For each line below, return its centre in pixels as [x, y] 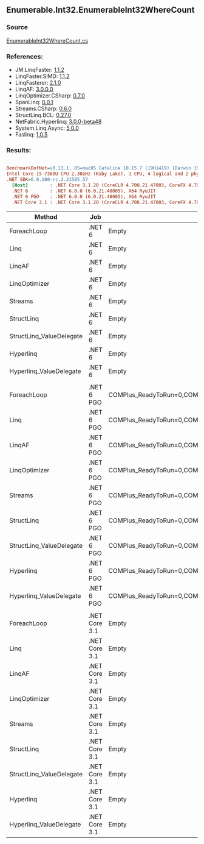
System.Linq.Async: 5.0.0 [47, 128]
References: [25, 56]
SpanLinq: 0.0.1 [34, 102]
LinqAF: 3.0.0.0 [34, 89]
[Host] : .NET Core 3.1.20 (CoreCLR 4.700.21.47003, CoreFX [99, 185]
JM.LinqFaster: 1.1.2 [40, 69]
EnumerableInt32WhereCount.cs [47, 41]
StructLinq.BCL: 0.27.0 [43, 115]
